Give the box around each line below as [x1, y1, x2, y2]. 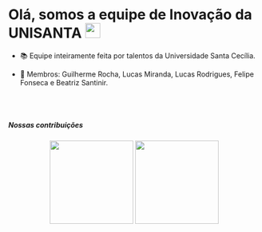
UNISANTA [8, 24, 82, 42]
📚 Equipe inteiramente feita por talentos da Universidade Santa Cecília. [19, 50, 256, 61]
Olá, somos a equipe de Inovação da [8, 6, 253, 24]
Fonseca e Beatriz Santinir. [19, 77, 109, 87]
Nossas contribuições [8, 120, 84, 129]
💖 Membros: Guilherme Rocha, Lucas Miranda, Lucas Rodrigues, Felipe [19, 69, 254, 79]
